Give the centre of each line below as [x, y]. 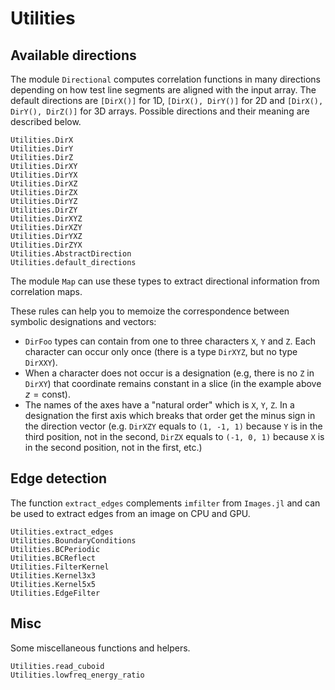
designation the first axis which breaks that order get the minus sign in [170, 415]
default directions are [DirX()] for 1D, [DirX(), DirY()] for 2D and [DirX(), [167, 100]
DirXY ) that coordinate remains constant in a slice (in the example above [173, 383]
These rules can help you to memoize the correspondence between [150, 311]
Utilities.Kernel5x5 [53, 584]
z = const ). [47, 394]
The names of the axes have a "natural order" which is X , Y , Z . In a [159, 405]
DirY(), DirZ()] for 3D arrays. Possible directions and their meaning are [160, 111]
